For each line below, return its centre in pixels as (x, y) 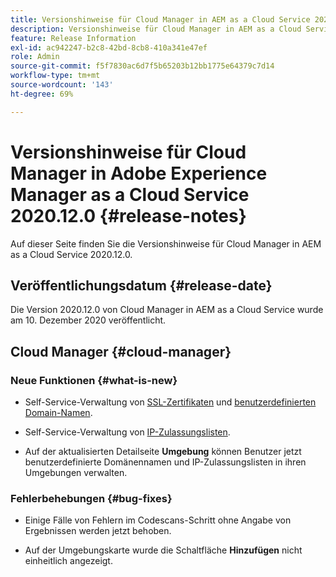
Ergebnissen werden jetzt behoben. (98, 531)
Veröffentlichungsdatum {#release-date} (141, 285)
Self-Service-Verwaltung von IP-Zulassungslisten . (127, 432)
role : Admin (35, 57)
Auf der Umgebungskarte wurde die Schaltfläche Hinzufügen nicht (163, 550)
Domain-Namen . (58, 413)
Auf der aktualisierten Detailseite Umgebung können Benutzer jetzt (163, 452)
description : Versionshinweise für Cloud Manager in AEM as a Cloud (156, 29)
